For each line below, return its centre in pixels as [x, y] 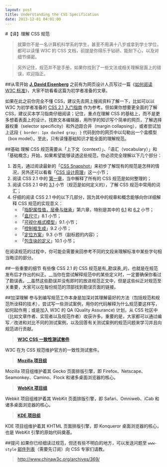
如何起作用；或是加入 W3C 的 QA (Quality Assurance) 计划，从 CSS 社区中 [82, 310]
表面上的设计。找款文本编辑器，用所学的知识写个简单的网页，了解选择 [90, 120]
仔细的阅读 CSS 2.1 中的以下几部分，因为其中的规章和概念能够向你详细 [84, 197]
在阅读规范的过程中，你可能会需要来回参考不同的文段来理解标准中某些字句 [81, 251]
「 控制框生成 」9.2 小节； [45, 229]
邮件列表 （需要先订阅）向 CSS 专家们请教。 [62, 449]
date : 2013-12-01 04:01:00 [33, 19]
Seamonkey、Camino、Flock [35, 378]
